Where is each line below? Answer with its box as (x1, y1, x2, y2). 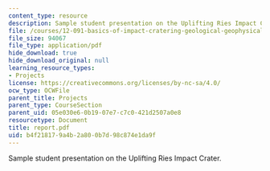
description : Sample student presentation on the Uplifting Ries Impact (8, 19, 257, 27)
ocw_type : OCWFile (8, 86, 70, 95)
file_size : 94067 (8, 34, 67, 43)
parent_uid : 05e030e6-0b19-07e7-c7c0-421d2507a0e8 (8, 109, 182, 117)
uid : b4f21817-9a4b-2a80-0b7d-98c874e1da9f (8, 131, 157, 139)
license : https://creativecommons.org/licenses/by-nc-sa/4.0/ (8, 79, 221, 87)
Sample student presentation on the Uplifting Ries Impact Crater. (8, 153, 222, 163)
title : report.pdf (8, 124, 70, 132)
